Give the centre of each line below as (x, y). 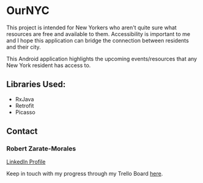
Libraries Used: (36, 84)
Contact (22, 131)
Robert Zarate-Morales (41, 149)
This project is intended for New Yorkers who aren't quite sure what (92, 27)
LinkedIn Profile (26, 162)
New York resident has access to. (49, 65)
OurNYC (28, 11)
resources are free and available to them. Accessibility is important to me (98, 34)
